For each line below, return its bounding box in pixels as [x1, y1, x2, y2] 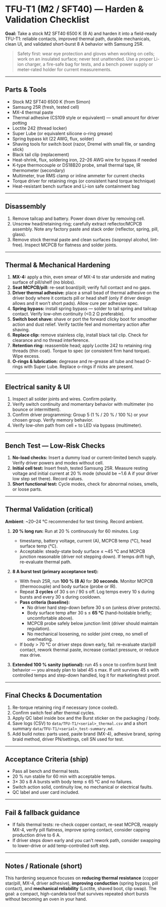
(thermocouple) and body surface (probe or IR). [19, 583, 117, 589]
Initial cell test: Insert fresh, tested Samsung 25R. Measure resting [12, 465, 148, 471]
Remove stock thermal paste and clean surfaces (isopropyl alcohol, [12, 236, 150, 242]
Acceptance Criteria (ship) [5, 755, 89, 763]
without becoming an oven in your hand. [5, 896, 87, 902]
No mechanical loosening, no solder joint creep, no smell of [27, 631, 148, 637]
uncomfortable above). [27, 615, 74, 621]
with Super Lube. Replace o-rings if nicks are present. [24, 364, 134, 370]
